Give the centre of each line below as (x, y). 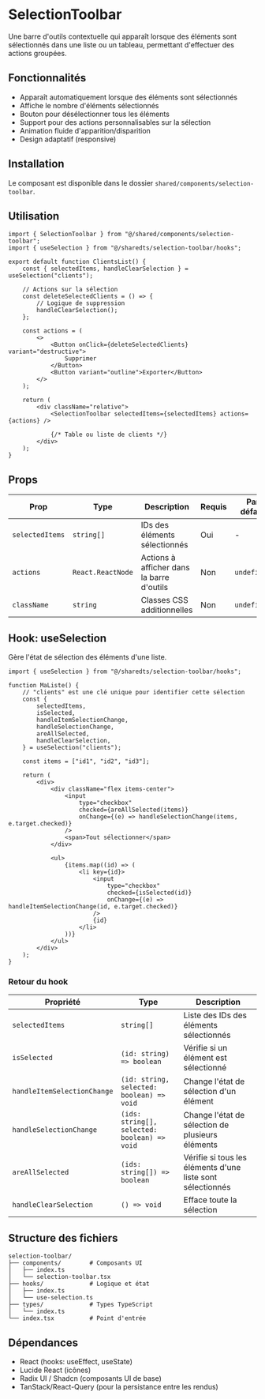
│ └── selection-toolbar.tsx (60, 1277)
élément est (205, 1058)
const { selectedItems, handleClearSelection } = (106, 269)
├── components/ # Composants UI (76, 1263)
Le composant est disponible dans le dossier (81, 182)
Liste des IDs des (215, 1015)
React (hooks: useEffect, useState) (76, 1361)
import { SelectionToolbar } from (65, 235)
